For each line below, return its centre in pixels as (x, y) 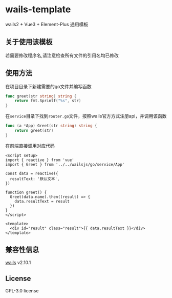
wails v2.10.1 (18, 262)
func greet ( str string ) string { (41, 96)
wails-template (38, 9)
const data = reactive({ (32, 173)
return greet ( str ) (34, 131)
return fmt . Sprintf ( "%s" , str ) (48, 101)
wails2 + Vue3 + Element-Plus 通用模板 (47, 24)
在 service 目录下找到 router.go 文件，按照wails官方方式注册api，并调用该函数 (86, 116)
